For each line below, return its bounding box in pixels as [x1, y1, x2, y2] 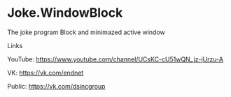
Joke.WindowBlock [7, 5, 123, 21]
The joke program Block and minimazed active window [7, 28, 166, 36]
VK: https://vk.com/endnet [7, 68, 84, 77]
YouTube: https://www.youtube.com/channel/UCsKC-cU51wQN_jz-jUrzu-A [7, 54, 224, 64]
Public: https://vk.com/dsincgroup [7, 82, 106, 90]
